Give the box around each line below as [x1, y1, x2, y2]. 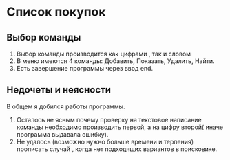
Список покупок [6, 4, 106, 20]
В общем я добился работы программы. [6, 102, 125, 111]
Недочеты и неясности [6, 84, 112, 96]
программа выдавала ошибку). [16, 130, 109, 138]
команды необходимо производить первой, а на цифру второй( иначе [16, 123, 224, 131]
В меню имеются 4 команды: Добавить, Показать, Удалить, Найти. [16, 57, 215, 65]
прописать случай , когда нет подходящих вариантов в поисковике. [16, 145, 218, 153]
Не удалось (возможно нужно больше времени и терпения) [16, 137, 194, 146]
